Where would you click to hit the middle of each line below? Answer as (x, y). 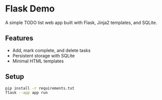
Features (19, 38)
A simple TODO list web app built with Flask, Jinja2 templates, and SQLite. (81, 22)
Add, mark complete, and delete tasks (51, 50)
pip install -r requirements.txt (40, 88)
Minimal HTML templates (38, 61)
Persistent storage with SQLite (43, 55)
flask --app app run (27, 93)
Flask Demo (30, 9)
